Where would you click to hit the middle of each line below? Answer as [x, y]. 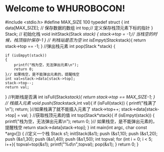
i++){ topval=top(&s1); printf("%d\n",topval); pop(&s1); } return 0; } [72, 144]
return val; [17, 87]
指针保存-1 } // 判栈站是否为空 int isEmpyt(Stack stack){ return [84, 40]
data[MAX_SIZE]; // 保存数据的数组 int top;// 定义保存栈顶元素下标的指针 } [79, 28]
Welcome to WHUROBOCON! [65, 9]
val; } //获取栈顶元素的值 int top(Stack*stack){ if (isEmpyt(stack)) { [88, 115]
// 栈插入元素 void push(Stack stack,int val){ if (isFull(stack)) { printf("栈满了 [81, 103]
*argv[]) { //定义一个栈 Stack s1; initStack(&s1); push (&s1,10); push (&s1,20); [81, 133]
